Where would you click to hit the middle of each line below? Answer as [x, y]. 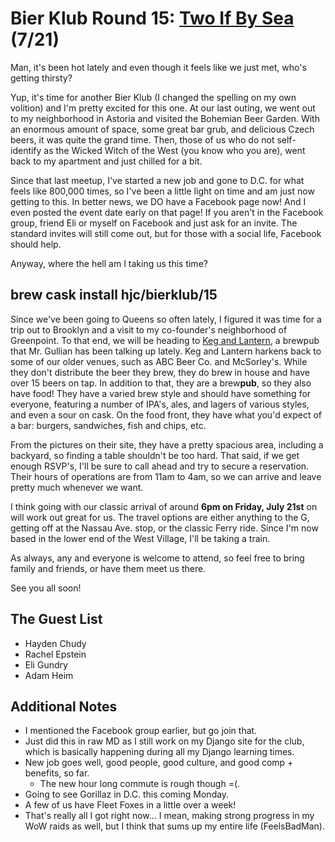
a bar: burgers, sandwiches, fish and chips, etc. [108, 425]
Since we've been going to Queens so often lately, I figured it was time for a [166, 319]
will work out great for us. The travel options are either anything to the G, [160, 517]
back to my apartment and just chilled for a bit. [106, 161]
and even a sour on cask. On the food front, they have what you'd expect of [166, 414]
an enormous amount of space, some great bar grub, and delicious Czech [162, 129]
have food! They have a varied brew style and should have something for [161, 393]
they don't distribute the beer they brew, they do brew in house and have [160, 372]
